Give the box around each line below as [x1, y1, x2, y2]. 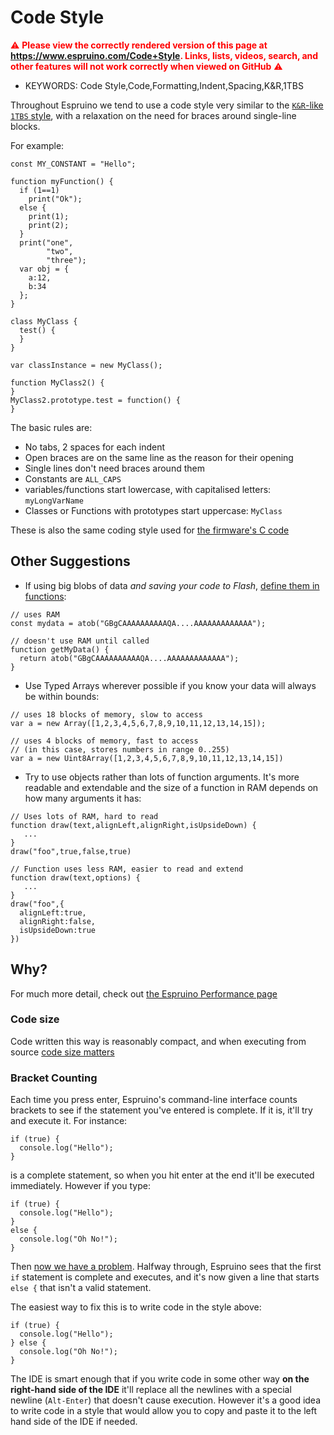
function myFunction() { [10, 176, 114, 186]
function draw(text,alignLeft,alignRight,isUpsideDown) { [10, 820, 257, 830]
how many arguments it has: [24, 792, 142, 804]
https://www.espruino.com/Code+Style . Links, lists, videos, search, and [10, 49, 319, 61]
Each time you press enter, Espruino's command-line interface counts [10, 1094, 298, 1106]
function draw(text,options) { [10, 872, 141, 883]
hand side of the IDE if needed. [10, 1416, 138, 1428]
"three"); [46, 255, 87, 265]
